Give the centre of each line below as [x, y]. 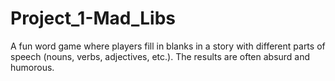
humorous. [32, 67]
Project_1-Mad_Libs [93, 18]
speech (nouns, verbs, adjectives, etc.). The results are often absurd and [160, 56]
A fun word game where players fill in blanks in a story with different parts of [168, 46]
